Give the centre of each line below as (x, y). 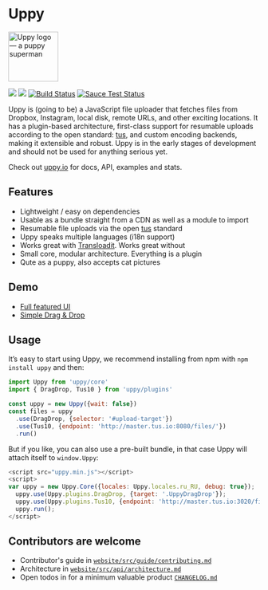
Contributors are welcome (75, 542)
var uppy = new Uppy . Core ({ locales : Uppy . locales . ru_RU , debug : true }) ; (132, 487)
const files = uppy (41, 411)
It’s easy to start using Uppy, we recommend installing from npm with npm (128, 359)
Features (31, 192)
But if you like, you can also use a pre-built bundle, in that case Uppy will (128, 449)
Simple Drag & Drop (52, 315)
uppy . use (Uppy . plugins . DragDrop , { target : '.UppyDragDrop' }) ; (121, 494)
